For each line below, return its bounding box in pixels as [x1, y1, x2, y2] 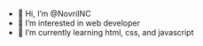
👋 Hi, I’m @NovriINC [17, 9, 91, 19]
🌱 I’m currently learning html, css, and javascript [17, 27, 194, 37]
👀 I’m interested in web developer [17, 18, 140, 28]
